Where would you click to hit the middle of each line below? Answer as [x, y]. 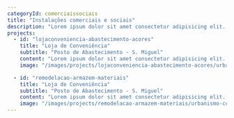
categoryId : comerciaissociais [53, 14]
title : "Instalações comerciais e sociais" [71, 20]
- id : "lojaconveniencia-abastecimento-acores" [84, 40]
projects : [22, 33]
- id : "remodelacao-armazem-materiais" [71, 78]
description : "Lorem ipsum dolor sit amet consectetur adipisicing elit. [117, 26]
